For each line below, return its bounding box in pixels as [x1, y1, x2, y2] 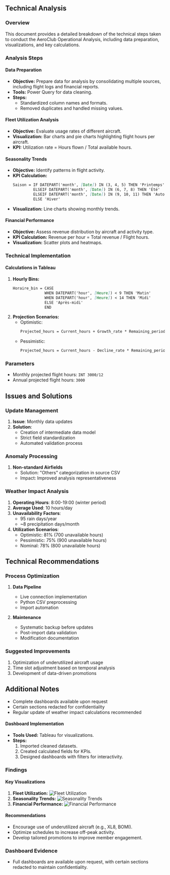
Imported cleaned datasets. [20, 742, 78, 749]
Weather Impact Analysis [5, 488, 69, 495]
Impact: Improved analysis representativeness [20, 475, 116, 481]
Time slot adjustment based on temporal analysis [12, 665, 115, 671]
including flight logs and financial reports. [12, 83, 100, 89]
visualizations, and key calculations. [5, 42, 80, 48]
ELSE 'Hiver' [33, 197, 61, 202]
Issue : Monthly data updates [12, 418, 73, 425]
